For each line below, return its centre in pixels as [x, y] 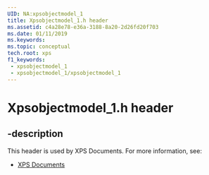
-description [35, 134]
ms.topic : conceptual [39, 47]
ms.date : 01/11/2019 [38, 34]
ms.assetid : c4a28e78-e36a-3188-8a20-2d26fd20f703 [83, 27]
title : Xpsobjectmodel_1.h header [58, 20]
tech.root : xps [30, 54]
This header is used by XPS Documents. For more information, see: [105, 151]
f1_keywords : [26, 60]
